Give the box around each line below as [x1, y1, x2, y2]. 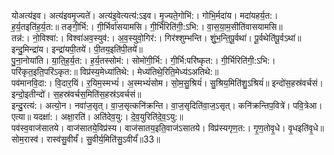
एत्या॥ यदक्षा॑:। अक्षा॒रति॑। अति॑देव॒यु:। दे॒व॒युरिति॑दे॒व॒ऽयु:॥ [11, 111, 184, 122]
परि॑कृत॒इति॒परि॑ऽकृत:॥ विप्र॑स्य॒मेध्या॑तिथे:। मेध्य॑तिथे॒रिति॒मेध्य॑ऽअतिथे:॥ [11, 66, 219, 77]
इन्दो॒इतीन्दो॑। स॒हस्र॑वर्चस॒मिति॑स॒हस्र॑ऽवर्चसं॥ [11, 88, 142, 100]
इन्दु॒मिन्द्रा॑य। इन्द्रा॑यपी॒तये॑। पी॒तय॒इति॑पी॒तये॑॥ [11, 43, 144, 55]
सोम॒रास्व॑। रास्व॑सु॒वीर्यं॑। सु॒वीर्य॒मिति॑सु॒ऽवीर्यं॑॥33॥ [11, 133, 161, 145]
